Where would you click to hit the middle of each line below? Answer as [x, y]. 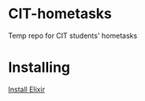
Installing [39, 67]
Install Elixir [27, 89]
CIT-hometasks [60, 14]
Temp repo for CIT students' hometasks [73, 36]
